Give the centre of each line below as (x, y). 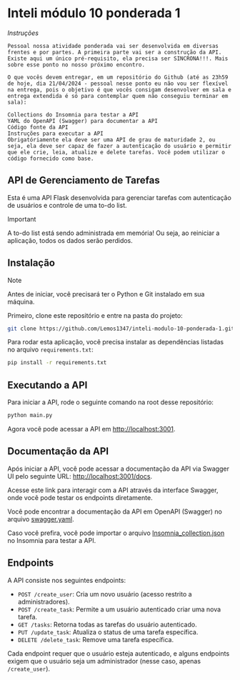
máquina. (21, 301)
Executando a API (47, 385)
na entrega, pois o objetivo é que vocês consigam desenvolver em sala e (120, 90)
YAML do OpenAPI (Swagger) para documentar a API (83, 121)
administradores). (44, 601)
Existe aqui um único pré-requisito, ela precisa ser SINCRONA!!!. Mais (118, 59)
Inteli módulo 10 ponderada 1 (94, 13)
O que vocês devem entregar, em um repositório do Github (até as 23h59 (118, 77)
